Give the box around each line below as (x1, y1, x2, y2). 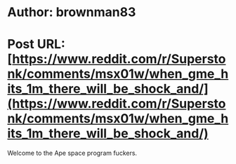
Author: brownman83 (7, 4, 136, 20)
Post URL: (7, 36, 65, 53)
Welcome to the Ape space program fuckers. (7, 149, 138, 158)
